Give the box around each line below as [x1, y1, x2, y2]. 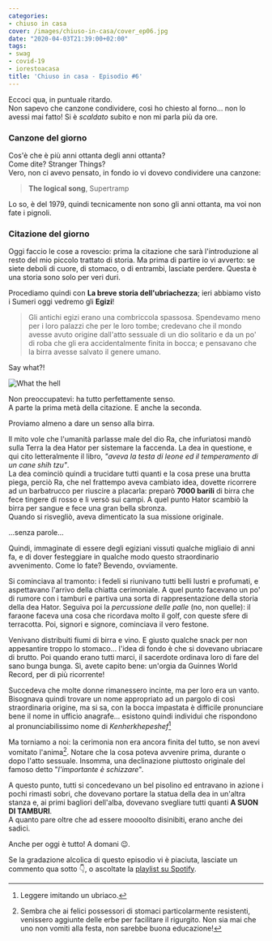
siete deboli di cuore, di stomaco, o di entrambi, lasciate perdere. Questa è [8, 264, 257, 274]
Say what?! [8, 363, 45, 373]
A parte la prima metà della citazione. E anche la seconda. [8, 403, 202, 412]
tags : [8, 42, 27, 50]
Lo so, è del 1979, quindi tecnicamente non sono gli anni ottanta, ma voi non [8, 199, 261, 209]
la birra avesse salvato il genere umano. [28, 347, 162, 357]
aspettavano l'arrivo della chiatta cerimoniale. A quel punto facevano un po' [8, 585, 261, 595]
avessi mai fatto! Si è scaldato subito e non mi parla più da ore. [8, 111, 219, 122]
